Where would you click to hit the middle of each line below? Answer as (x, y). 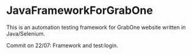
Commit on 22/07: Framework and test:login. (62, 45)
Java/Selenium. (26, 33)
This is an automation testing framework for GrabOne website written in (96, 27)
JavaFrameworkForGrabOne (80, 11)
